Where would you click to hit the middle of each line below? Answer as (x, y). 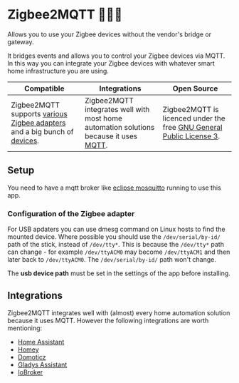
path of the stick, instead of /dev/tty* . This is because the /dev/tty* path (116, 245)
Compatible (44, 88)
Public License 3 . (191, 136)
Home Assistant (41, 342)
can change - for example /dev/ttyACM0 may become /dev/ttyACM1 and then (119, 252)
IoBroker (30, 372)
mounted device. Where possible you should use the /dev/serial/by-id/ (114, 237)
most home (104, 118)
